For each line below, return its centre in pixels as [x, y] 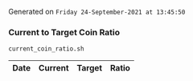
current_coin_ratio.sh [46, 49]
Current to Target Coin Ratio [64, 32]
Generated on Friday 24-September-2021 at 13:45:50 [97, 12]
